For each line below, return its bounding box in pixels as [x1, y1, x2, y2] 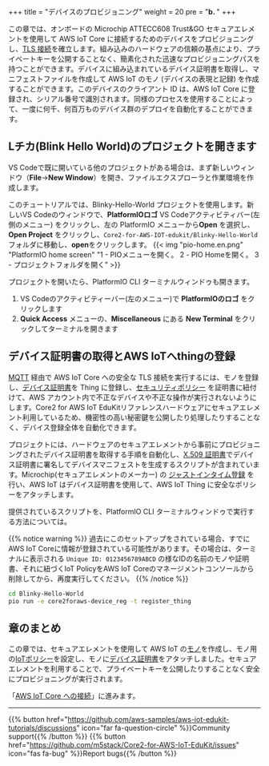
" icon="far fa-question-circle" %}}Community [76, 724, 231, 733]
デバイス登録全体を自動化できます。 [22, 422, 142, 432]
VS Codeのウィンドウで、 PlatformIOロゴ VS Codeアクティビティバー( [22, 209, 254, 219]
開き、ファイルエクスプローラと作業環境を [106, 172, 247, 182]
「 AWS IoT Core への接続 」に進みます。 [8, 691, 140, 701]
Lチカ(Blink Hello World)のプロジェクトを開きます [8, 139, 258, 154]
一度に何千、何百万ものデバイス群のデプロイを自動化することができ [22, 104, 247, 114]
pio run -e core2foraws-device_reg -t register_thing [8, 597, 192, 605]
